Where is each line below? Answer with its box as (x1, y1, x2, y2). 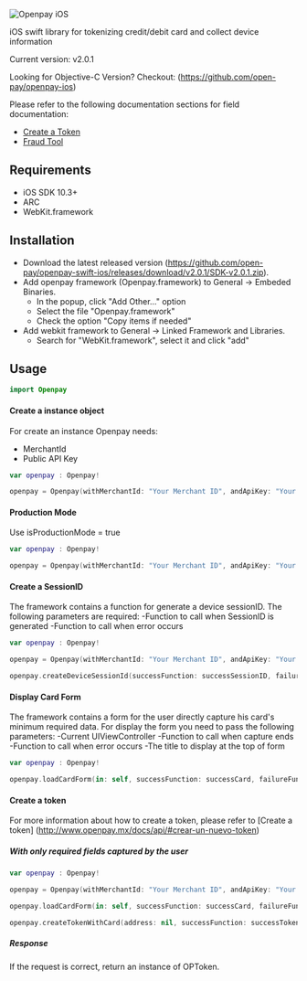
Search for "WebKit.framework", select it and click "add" (36, 335, 249, 346)
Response (9, 938, 48, 949)
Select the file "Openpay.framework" (36, 305, 175, 316)
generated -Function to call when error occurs (9, 621, 185, 632)
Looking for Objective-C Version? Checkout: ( (9, 71, 181, 82)
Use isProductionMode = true (9, 527, 121, 538)
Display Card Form (9, 691, 81, 702)
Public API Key (22, 453, 79, 464)
